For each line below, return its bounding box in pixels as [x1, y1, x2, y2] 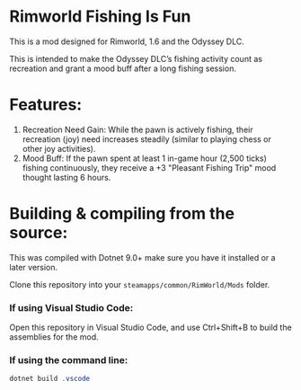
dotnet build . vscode [9, 375, 91, 384]
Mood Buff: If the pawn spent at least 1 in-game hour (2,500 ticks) [22, 153, 268, 164]
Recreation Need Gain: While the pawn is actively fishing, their [22, 124, 253, 135]
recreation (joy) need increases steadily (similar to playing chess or [22, 133, 272, 145]
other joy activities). [22, 143, 96, 154]
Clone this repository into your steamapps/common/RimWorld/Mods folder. [9, 279, 270, 289]
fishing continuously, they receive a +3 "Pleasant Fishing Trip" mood [22, 162, 277, 173]
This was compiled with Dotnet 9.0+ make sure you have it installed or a [9, 252, 276, 262]
